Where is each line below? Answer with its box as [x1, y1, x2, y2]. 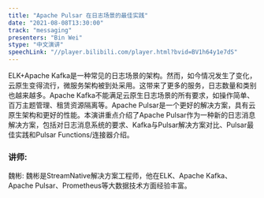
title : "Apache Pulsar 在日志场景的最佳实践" [8, 11, 148, 20]
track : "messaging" [8, 26, 73, 34]
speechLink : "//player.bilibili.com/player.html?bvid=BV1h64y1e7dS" [8, 48, 238, 56]
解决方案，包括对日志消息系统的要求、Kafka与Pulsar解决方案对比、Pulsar [8, 120, 247, 129]
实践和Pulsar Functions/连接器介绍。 [14, 130, 134, 139]
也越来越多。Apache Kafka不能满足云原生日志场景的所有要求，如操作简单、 [8, 91, 255, 99]
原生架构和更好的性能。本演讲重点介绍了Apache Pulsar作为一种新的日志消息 [8, 110, 256, 119]
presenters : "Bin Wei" [8, 33, 83, 42]
